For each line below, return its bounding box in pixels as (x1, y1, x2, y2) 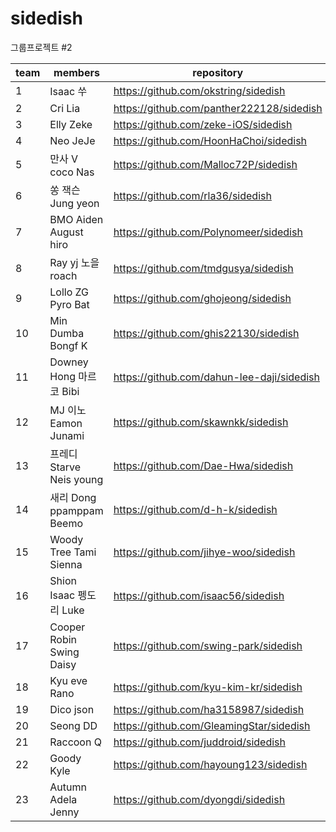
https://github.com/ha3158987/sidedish (113, 702, 305, 716)
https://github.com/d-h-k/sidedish (113, 502, 278, 516)
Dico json (49, 702, 95, 716)
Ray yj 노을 (49, 255, 100, 269)
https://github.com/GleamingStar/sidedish (113, 718, 311, 732)
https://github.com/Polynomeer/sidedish (113, 225, 303, 239)
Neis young (49, 472, 104, 486)
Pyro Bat (49, 297, 90, 311)
